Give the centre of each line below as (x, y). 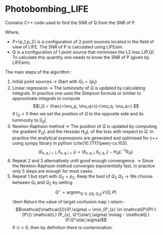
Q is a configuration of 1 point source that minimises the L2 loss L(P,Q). (83, 52)
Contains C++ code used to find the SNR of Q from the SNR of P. (70, 23)
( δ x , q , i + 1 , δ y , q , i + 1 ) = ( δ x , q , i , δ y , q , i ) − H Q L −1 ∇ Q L (86, 152)
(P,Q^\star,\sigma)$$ (86, 220)
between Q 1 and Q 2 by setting (42, 183)
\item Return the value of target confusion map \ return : (69, 202)
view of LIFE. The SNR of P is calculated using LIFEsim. (68, 47)
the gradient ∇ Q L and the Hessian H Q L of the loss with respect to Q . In (83, 132)
